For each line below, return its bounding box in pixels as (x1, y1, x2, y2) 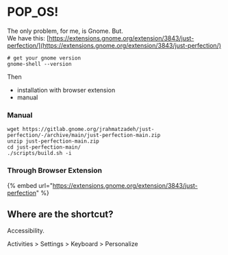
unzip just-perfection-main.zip (7, 138, 99, 145)
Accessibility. (7, 227, 45, 235)
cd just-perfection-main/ (7, 144, 81, 151)
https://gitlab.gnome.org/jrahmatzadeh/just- (22, 126, 155, 133)
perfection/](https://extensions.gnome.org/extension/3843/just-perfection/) (7, 41, 221, 49)
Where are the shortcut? (7, 208, 114, 220)
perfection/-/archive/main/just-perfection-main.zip (7, 132, 161, 139)
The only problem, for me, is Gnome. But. (7, 27, 123, 35)
